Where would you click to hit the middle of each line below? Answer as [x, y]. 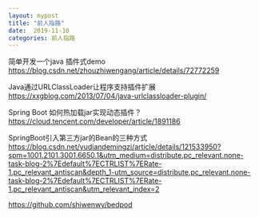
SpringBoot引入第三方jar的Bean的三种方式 [78, 138]
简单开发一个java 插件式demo [57, 61]
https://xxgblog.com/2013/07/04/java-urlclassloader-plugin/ [108, 96]
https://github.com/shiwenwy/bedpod [71, 205]
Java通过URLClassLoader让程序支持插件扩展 [82, 87]
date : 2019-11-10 [39, 30]
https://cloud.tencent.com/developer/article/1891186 [95, 121]
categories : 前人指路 [42, 38]
